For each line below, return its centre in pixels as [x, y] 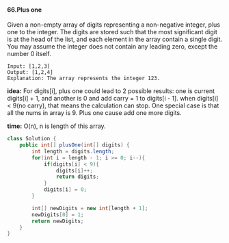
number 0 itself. [29, 54]
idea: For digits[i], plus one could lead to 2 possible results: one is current [111, 91]
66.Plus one [25, 10]
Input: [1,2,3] [29, 66]
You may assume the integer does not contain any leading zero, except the [112, 47]
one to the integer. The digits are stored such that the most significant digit [112, 32]
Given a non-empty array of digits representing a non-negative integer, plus [114, 25]
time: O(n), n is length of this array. [56, 126]
